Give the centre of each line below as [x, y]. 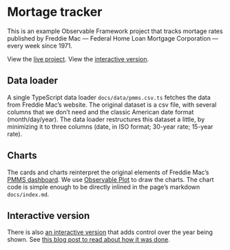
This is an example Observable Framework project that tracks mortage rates [115, 31]
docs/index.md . [28, 194]
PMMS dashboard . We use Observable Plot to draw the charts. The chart [111, 179]
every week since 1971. [40, 45]
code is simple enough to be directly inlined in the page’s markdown [104, 187]
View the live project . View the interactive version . [78, 59]
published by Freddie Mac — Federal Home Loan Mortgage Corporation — [113, 38]
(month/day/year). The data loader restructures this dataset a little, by [106, 119]
